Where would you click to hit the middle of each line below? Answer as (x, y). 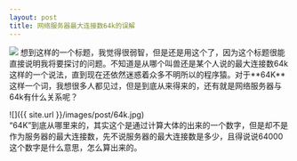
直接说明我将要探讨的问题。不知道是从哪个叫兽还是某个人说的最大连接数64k (149, 63)
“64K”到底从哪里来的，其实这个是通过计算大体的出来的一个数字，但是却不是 (149, 125)
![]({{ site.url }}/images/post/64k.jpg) (77, 114)
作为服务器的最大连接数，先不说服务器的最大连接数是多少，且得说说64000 (146, 136)
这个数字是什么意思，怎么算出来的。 (76, 147)
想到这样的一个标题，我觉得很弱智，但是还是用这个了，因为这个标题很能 (153, 52)
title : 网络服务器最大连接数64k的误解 (72, 26)
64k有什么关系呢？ (44, 97)
